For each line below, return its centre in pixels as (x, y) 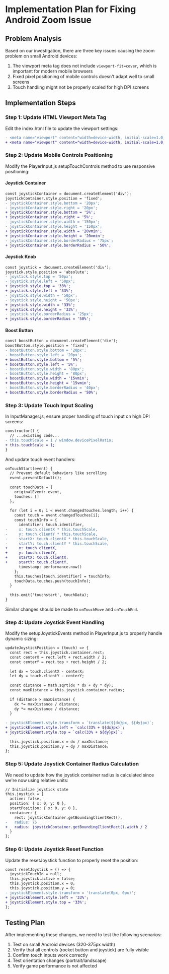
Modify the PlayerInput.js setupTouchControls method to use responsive (80, 166)
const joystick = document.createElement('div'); (58, 267)
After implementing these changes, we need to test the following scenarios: (83, 935)
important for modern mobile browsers (53, 71)
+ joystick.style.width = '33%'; (40, 305)
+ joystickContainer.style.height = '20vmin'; (55, 236)
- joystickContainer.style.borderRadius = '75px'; (59, 240)
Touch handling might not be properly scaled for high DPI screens (81, 87)
